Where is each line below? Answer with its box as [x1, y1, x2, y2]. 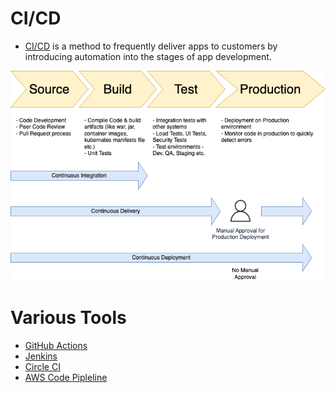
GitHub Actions [24, 340, 88, 352]
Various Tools [10, 307, 127, 329]
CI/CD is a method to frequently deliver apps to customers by [24, 40, 278, 52]
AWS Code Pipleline [24, 372, 108, 384]
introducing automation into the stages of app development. [24, 50, 272, 62]
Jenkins [24, 350, 58, 362]
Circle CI [24, 361, 61, 373]
